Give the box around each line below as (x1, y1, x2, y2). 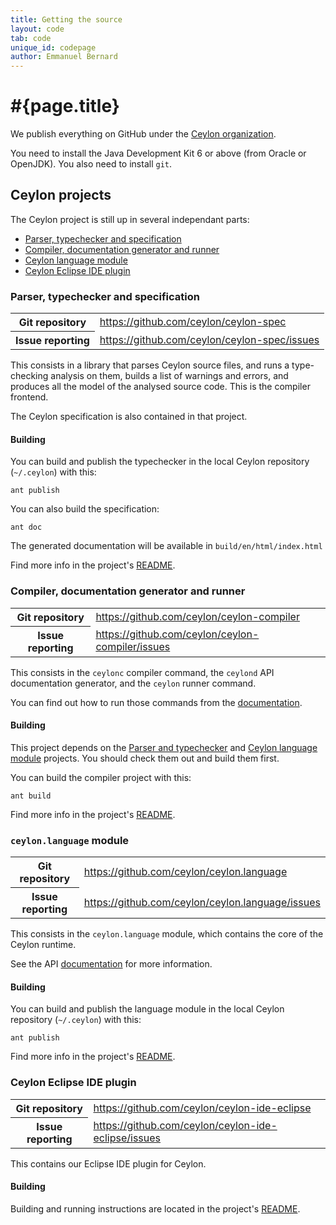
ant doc (10, 522, 43, 533)
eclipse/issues (93, 1131, 162, 1145)
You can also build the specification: (10, 503, 160, 515)
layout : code (10, 24, 65, 34)
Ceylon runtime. (10, 939, 77, 951)
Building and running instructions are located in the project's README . (10, 1202, 301, 1215)
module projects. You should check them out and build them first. (10, 752, 280, 764)
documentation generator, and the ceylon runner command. (10, 677, 257, 689)
